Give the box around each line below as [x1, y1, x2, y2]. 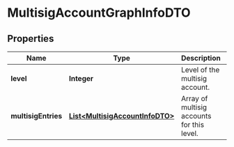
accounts [180, 111, 212, 121]
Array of [180, 94, 208, 103]
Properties [7, 33, 54, 45]
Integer [68, 74, 94, 83]
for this [180, 120, 204, 130]
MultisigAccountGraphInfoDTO [7, 5, 191, 21]
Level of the [180, 65, 220, 75]
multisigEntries [10, 111, 63, 121]
